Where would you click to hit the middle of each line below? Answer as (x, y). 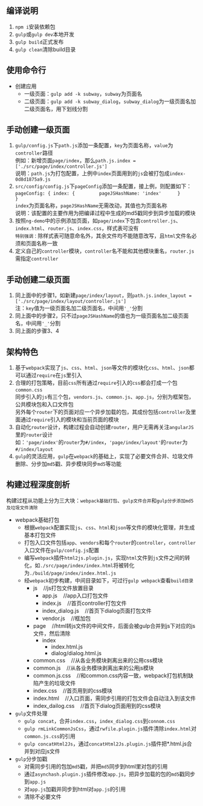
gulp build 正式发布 (39, 42)
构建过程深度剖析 (38, 485)
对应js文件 (47, 751)
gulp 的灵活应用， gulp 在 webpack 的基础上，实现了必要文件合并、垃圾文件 (104, 456)
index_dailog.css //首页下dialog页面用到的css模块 (97, 705)
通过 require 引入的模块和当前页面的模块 (69, 419)
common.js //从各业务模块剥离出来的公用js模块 (93, 668)
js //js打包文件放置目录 (63, 588)
